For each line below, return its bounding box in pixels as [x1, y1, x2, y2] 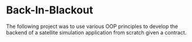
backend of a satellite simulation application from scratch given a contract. [6, 29, 187, 36]
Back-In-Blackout [6, 3, 93, 17]
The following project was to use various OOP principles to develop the [6, 23, 178, 30]
